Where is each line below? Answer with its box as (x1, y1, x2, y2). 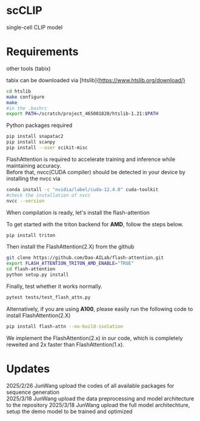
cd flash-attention (6, 266, 56, 272)
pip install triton (6, 232, 56, 238)
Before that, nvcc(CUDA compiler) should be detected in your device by (6, 168, 186, 175)
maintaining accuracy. (6, 162, 62, 169)
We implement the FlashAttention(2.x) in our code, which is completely (6, 334, 183, 342)
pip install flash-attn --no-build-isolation (6, 323, 123, 330)
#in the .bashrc (6, 105, 47, 111)
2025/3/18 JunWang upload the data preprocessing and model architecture (6, 394, 195, 402)
